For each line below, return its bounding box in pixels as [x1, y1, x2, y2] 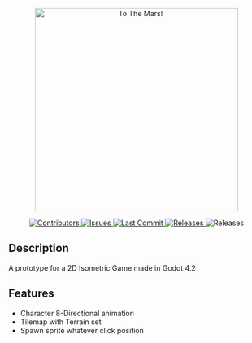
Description [8, 241, 69, 255]
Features [8, 287, 54, 301]
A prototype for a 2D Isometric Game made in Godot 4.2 [8, 263, 197, 272]
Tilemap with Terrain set [20, 317, 102, 327]
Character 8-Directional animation [20, 308, 135, 318]
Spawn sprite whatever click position [20, 325, 144, 335]
